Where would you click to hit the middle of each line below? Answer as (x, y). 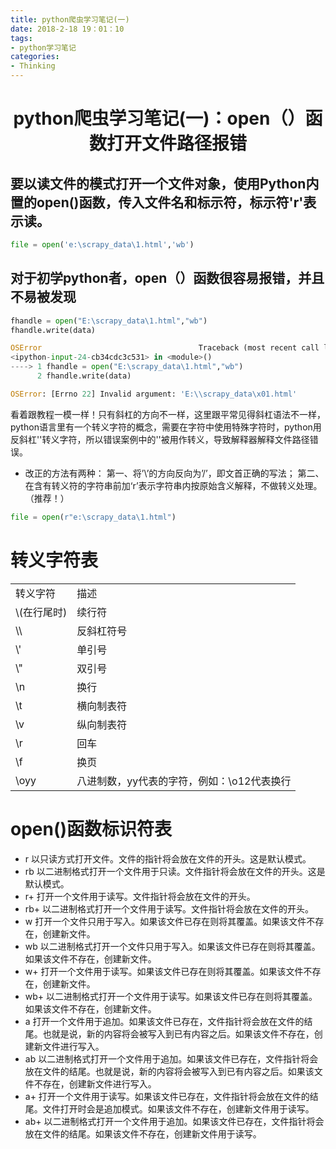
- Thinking (33, 66)
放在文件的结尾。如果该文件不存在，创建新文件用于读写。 (143, 1133)
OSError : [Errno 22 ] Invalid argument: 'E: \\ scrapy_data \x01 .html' (154, 394)
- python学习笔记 (43, 47)
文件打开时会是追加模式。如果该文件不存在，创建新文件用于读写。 (178, 1108)
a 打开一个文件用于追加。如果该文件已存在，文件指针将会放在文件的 (164, 1021)
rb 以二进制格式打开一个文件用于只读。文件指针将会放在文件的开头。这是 (175, 871)
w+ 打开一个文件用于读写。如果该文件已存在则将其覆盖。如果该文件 (164, 971)
